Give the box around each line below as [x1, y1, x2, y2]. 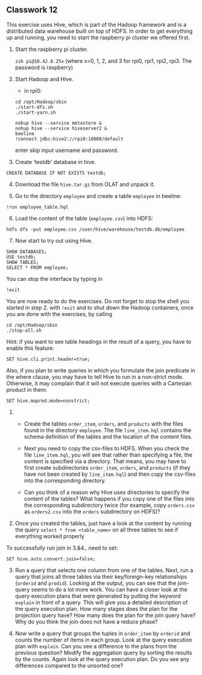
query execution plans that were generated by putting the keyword [14, 592, 181, 599]
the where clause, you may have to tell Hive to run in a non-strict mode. [6, 373, 184, 380]
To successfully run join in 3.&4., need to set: [6, 544, 118, 552]
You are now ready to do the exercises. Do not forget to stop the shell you [6, 297, 190, 305]
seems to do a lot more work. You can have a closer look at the [31, 585, 188, 593]
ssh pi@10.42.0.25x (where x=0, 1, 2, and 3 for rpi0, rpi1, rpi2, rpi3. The [14, 57, 192, 64]
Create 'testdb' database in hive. [14, 158, 96, 165]
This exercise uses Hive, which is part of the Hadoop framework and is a [6, 21, 187, 28]
